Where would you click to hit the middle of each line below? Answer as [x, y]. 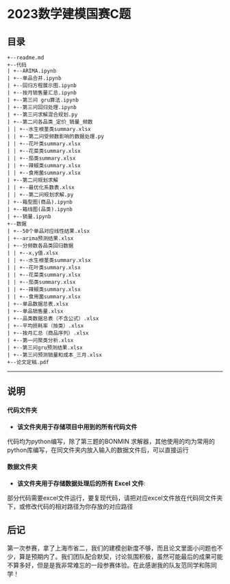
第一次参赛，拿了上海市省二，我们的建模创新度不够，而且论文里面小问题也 [112, 548]
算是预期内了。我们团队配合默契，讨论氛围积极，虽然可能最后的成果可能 [121, 557]
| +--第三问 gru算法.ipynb [43, 100]
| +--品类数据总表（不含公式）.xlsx [53, 319]
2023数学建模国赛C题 [69, 14]
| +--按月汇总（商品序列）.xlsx [48, 333]
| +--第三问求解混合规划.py [42, 114]
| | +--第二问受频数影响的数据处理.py [56, 136]
